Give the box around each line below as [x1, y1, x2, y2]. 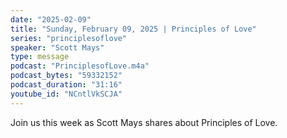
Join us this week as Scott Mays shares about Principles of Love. [10, 116, 278, 128]
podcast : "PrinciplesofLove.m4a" [10, 61, 150, 71]
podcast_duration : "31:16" [10, 80, 123, 90]
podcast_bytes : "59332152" [10, 71, 123, 81]
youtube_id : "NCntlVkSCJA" [10, 89, 123, 99]
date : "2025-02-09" [10, 14, 92, 25]
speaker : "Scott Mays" [10, 42, 105, 53]
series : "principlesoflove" [10, 33, 128, 43]
